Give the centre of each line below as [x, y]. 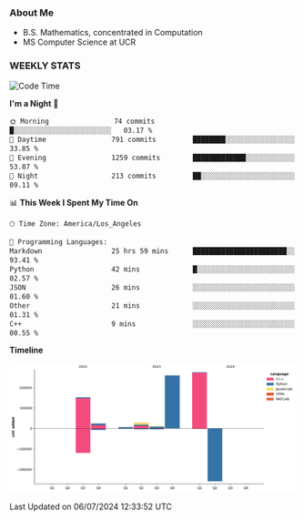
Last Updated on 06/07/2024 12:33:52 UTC [91, 506]
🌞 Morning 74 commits [82, 121]
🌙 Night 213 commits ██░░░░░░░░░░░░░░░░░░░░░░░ [152, 176]
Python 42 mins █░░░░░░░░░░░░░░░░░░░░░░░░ [152, 269]
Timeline [26, 350]
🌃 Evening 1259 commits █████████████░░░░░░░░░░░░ [152, 158]
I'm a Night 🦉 [34, 103]
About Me [32, 13]
